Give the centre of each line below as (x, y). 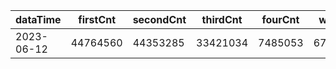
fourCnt (280, 19)
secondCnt (159, 19)
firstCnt (97, 19)
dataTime (38, 19)
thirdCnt (222, 19)
